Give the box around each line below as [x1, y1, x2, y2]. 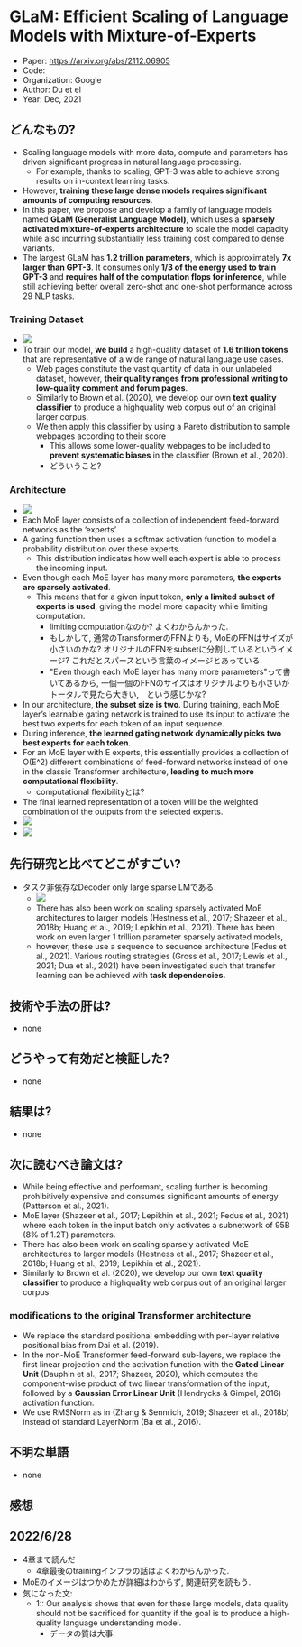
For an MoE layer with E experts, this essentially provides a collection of [22, 747, 289, 758]
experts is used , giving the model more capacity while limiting [35, 601, 268, 612]
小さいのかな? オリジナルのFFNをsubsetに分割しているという [49, 643, 278, 655]
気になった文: [22, 1587, 73, 1598]
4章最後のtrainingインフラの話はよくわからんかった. [35, 1565, 230, 1576]
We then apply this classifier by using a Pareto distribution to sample [35, 421, 291, 432]
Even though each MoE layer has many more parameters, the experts [22, 572, 282, 583]
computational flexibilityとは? [35, 787, 145, 798]
